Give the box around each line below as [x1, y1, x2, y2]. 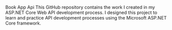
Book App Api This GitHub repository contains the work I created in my [5, 4, 155, 10]
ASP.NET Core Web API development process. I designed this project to [5, 9, 158, 15]
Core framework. [5, 20, 42, 26]
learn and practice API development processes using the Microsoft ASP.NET [5, 15, 167, 20]
